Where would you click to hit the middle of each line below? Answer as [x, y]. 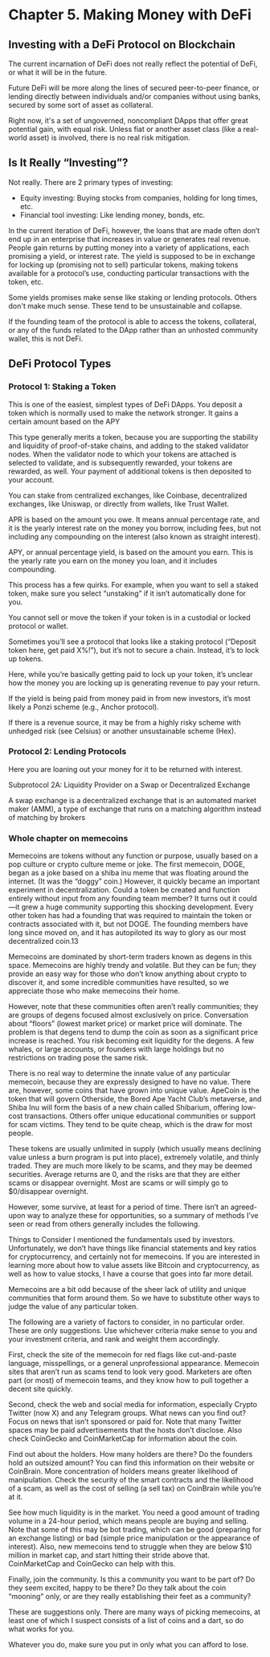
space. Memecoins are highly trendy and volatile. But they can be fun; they [133, 966]
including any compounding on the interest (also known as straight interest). [135, 536]
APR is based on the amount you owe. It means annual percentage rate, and [134, 519]
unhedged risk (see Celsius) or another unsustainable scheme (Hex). [123, 731]
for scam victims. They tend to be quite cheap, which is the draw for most [131, 1125]
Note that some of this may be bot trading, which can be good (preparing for [135, 1530]
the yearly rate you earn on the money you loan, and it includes [113, 560]
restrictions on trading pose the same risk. [78, 1058]
